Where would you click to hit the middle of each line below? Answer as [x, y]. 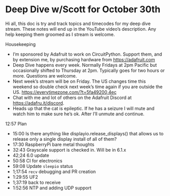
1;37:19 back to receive [37, 182]
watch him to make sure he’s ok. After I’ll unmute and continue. [78, 114]
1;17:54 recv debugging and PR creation [54, 171]
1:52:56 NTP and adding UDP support [52, 188]
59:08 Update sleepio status [43, 166]
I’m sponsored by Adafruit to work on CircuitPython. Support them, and [87, 54]
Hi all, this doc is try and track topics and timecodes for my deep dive [78, 23]
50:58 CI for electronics [37, 161]
